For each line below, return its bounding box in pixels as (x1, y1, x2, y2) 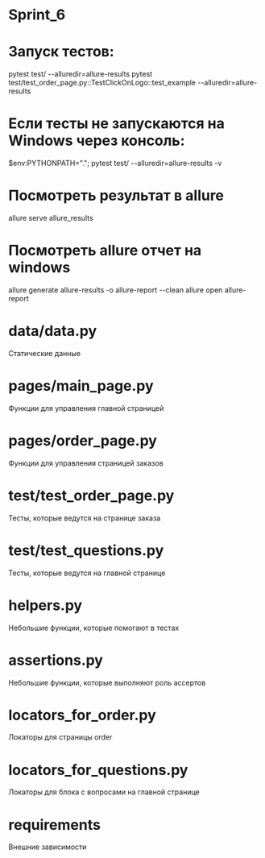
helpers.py (8, 596, 83, 614)
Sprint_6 (8, 6, 66, 24)
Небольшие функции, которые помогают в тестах (8, 623, 180, 632)
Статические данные (8, 348, 81, 358)
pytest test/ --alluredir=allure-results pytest (8, 69, 153, 79)
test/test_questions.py (8, 541, 164, 559)
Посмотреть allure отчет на (8, 242, 202, 259)
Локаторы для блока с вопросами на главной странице (8, 787, 200, 797)
